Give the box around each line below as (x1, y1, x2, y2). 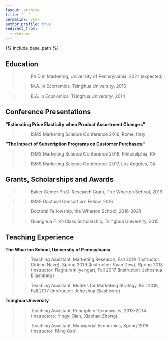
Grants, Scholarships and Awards (5, 175, 114, 184)
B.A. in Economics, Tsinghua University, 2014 (30, 93, 126, 99)
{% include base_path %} (5, 45, 59, 51)
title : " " (5, 12, 31, 17)
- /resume (10, 31, 31, 36)
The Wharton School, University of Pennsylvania (5, 246, 111, 253)
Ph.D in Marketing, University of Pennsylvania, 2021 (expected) (30, 73, 163, 79)
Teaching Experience (5, 233, 74, 241)
